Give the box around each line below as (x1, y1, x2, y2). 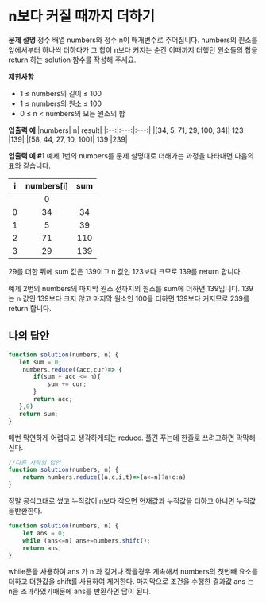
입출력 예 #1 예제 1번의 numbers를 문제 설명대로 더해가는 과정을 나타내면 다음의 (8, 150, 254, 160)
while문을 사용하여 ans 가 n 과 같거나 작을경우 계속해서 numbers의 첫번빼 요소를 (8, 566, 258, 577)
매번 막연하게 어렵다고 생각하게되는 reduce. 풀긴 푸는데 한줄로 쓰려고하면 (8, 433, 235, 442)
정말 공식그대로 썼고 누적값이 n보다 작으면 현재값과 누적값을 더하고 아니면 (8, 496, 235, 505)
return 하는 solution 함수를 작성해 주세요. (8, 55, 137, 64)
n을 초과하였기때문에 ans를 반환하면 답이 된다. (8, 586, 152, 597)
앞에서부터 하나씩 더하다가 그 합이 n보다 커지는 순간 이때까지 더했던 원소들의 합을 (8, 45, 258, 54)
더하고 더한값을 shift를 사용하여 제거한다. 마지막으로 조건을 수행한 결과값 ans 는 (8, 577, 254, 586)
